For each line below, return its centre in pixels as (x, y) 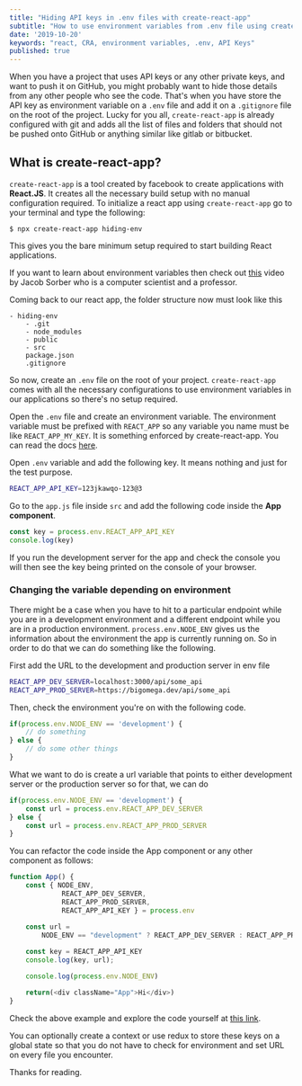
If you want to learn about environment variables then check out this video (147, 272)
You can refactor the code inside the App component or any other (131, 851)
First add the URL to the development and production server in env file (140, 665)
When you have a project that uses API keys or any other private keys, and (147, 76)
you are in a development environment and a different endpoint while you (145, 619)
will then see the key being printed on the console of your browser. (133, 566)
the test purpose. (41, 472)
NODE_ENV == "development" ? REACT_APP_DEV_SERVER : (142, 935)
